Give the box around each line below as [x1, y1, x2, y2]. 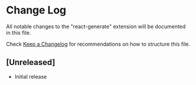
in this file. [6, 29, 31, 36]
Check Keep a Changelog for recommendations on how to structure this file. [6, 40, 191, 47]
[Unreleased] [6, 57, 56, 67]
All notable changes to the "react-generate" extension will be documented [6, 23, 186, 30]
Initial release [14, 73, 47, 80]
